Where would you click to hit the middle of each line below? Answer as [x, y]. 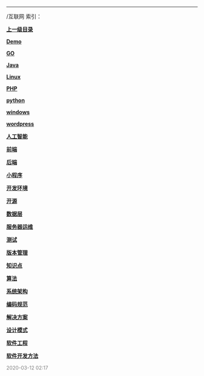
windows [18, 112]
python [16, 100]
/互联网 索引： [24, 16]
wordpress [20, 124]
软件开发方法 [22, 356]
